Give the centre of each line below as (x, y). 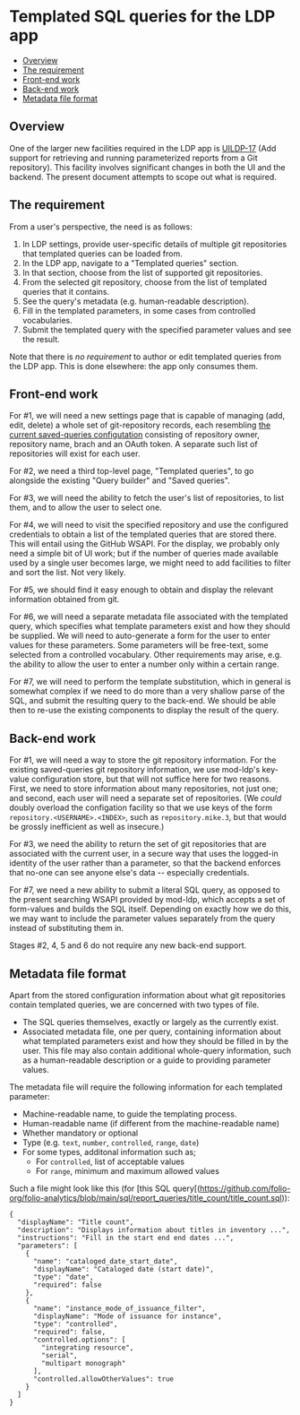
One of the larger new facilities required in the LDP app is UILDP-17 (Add (143, 148)
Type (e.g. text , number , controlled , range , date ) (111, 1143)
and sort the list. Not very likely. (68, 573)
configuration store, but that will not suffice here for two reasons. (151, 779)
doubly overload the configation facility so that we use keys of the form (141, 807)
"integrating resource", (88, 1348)
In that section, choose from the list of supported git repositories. (142, 272)
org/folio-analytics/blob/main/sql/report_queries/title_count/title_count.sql (146, 1198)
